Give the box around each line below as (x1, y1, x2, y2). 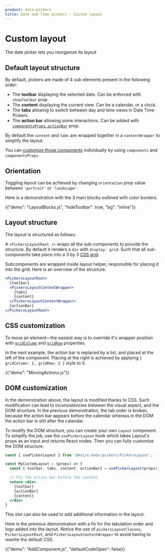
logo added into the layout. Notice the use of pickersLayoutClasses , (5, 526, 142, 532)
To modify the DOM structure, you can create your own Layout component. (5, 427, 158, 433)
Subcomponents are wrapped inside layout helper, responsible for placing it (5, 261, 159, 267)
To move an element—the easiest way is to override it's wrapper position (5, 335, 153, 341)
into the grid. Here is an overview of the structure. (5, 266, 106, 272)
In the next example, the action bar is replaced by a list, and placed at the (5, 349, 154, 355)
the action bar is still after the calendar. (5, 418, 84, 424)
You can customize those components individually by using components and (5, 147, 158, 153)
